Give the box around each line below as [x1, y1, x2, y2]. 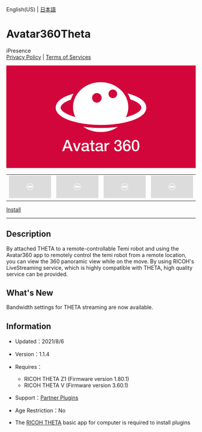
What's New [6, 288, 54, 298]
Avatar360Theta [6, 27, 91, 41]
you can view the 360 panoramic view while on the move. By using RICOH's [6, 258, 194, 265]
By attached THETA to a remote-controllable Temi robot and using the [6, 245, 179, 252]
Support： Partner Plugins [14, 394, 79, 401]
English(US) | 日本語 [6, 6, 56, 13]
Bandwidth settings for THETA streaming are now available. [6, 303, 153, 311]
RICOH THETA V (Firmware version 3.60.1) [23, 382, 129, 389]
